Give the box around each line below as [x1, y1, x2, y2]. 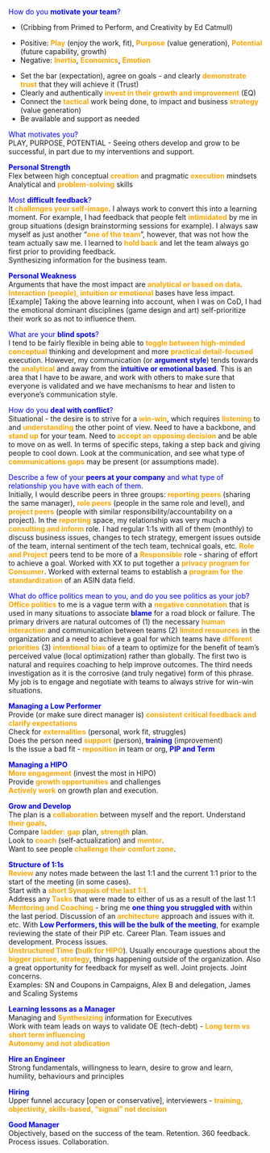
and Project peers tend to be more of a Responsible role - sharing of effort [8, 549, 258, 559]
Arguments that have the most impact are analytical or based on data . [8, 280, 243, 289]
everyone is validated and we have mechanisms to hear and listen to [8, 381, 235, 390]
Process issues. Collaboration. [8, 1137, 110, 1147]
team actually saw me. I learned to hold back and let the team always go [8, 238, 250, 247]
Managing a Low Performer [8, 701, 102, 710]
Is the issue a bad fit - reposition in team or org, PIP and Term [8, 744, 215, 754]
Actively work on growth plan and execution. [8, 785, 159, 795]
